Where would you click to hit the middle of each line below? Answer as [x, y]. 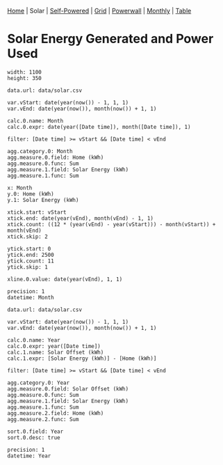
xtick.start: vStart [37, 212]
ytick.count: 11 [31, 261]
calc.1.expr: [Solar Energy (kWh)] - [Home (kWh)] [82, 358]
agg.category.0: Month [40, 151]
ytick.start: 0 [29, 249]
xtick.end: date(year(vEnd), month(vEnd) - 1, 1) [81, 218]
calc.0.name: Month [35, 121]
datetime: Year [29, 456]
